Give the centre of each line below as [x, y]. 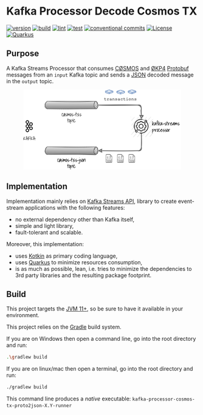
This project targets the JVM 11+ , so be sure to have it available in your [95, 309]
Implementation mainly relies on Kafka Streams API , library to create [92, 201]
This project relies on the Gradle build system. [64, 327]
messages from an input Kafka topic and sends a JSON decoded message [100, 75]
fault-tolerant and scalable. [49, 232]
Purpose [23, 54]
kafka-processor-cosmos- [164, 399]
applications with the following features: [75, 207]
